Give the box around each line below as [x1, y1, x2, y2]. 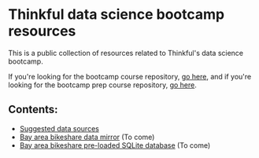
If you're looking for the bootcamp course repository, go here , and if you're [8, 72, 252, 81]
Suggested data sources [19, 123, 100, 133]
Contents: [8, 103, 58, 116]
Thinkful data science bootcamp [8, 6, 225, 24]
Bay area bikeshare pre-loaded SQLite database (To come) [19, 140, 211, 150]
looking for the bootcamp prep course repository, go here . [8, 80, 197, 90]
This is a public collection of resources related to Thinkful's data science [8, 48, 244, 57]
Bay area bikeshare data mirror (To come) [19, 132, 155, 141]
